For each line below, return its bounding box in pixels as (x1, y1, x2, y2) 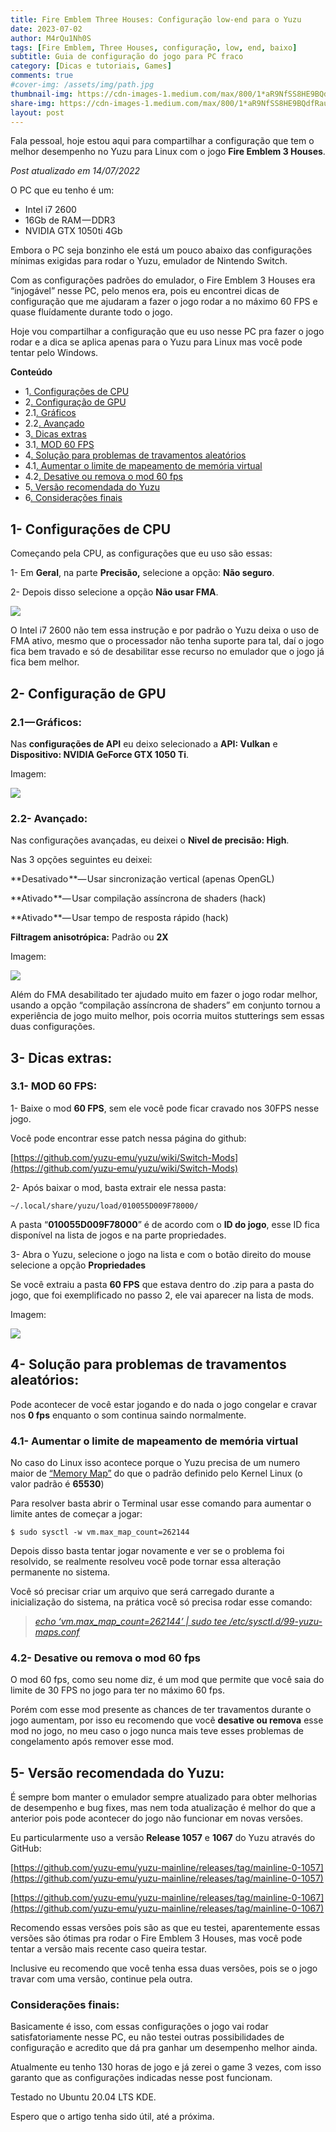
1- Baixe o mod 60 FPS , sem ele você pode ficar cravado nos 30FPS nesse (10, 1102, 320, 1114)
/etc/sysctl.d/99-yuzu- (229, 1615, 323, 1627)
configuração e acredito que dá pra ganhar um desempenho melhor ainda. (10, 2042, 318, 2054)
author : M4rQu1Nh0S (10, 33, 92, 43)
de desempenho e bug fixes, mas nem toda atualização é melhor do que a (10, 1802, 316, 1814)
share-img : (10, 98, 56, 108)
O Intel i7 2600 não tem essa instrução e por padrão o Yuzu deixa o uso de (10, 624, 320, 636)
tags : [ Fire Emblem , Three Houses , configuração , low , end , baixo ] (10, 42, 298, 53)
